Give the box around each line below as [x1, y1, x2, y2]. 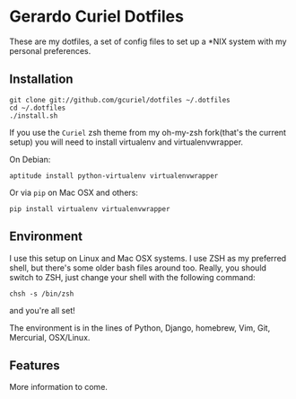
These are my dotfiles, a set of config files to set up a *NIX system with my [9, 36, 287, 47]
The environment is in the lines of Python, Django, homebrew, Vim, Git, [9, 322, 271, 333]
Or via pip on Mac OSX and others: [9, 187, 139, 198]
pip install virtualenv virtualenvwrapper [9, 204, 170, 213]
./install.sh [9, 111, 58, 120]
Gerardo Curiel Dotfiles [9, 6, 184, 27]
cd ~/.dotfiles [9, 103, 66, 112]
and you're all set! [9, 305, 75, 315]
